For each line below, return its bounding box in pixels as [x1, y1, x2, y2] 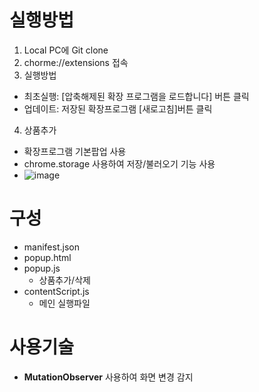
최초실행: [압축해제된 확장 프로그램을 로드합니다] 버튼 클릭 [23, 90, 250, 102]
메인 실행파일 [38, 297, 91, 309]
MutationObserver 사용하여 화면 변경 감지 [23, 371, 194, 383]
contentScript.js [23, 285, 90, 297]
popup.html [23, 251, 72, 263]
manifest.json [23, 241, 80, 253]
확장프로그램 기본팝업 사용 [23, 145, 127, 157]
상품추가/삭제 [38, 274, 91, 286]
